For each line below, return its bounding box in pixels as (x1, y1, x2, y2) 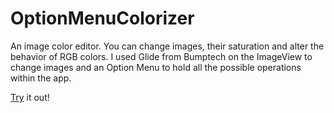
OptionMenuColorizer (10, 7, 195, 30)
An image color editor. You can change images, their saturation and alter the (10, 40, 325, 52)
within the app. (10, 72, 72, 84)
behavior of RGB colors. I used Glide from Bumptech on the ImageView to (10, 50, 313, 62)
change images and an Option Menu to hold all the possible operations (10, 61, 302, 73)
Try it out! (10, 91, 50, 103)
